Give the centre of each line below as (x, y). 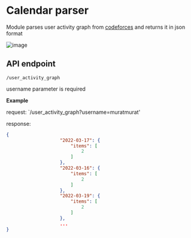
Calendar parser (47, 10)
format (14, 33)
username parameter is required (46, 89)
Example (17, 100)
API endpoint (31, 64)
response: (19, 123)
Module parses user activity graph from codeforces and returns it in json (96, 27)
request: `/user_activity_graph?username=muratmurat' (73, 112)
